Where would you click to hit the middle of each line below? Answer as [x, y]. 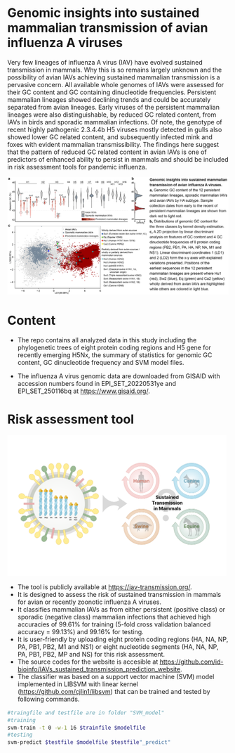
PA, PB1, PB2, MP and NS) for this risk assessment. [91, 654]
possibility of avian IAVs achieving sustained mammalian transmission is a [114, 77]
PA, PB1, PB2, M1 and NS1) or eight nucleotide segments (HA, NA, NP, [118, 646]
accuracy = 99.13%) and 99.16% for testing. [80, 631]
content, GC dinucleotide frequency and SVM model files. [101, 363]
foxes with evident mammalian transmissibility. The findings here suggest [113, 144]
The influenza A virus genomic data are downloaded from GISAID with [119, 376]
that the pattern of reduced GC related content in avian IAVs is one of [107, 152]
